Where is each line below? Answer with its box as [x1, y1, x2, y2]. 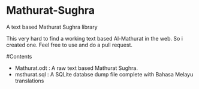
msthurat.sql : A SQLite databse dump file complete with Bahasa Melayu [14, 70, 194, 78]
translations [14, 77, 44, 84]
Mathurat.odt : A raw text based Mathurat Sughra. [14, 64, 138, 72]
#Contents [6, 53, 32, 60]
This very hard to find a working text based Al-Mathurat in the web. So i [6, 35, 183, 42]
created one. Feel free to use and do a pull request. [6, 41, 133, 48]
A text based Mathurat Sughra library [6, 23, 98, 30]
